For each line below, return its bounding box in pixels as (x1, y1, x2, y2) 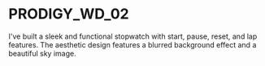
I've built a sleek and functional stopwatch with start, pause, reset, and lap (8, 31, 258, 41)
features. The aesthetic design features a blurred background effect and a (8, 39, 257, 49)
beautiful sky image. (8, 48, 76, 58)
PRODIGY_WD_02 (8, 5, 129, 23)
